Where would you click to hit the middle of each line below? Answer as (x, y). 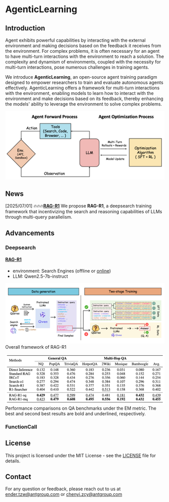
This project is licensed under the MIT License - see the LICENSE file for (80, 455)
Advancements (30, 233)
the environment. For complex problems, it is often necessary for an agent (82, 51)
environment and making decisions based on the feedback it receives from (83, 46)
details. (13, 461)
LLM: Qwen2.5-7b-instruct (40, 276)
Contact (18, 477)
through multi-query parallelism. (39, 217)
